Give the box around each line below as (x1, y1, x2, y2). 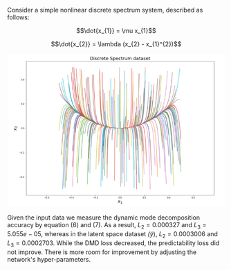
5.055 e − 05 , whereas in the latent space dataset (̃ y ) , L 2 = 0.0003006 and (7, 229, 218, 240)
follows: (7, 13, 30, 21)
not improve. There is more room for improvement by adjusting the (7, 248, 197, 256)
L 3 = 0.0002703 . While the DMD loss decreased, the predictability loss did (7, 238, 220, 249)
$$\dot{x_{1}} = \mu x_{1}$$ (75, 27, 157, 35)
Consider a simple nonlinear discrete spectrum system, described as (7, 6, 203, 14)
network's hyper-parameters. (7, 255, 91, 263)
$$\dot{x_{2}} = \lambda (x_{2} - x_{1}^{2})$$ (50, 40, 182, 48)
